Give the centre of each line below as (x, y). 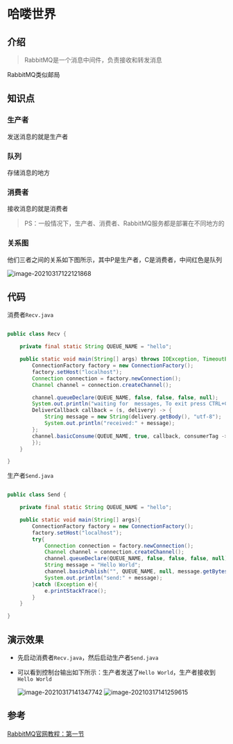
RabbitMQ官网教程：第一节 (46, 734)
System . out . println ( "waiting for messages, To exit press (119, 404)
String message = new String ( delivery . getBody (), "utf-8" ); (133, 417)
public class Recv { (37, 334)
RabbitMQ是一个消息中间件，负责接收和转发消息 (93, 60)
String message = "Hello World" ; (92, 565)
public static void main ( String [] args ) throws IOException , (110, 359)
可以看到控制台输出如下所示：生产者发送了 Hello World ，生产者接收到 (116, 672)
